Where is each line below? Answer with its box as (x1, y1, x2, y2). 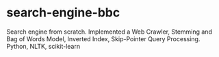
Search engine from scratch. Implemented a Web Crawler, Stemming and (6, 27, 213, 36)
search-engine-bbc (6, 5, 120, 21)
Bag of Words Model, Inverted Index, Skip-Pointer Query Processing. (6, 34, 201, 43)
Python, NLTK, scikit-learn (6, 42, 80, 50)
